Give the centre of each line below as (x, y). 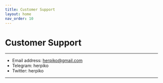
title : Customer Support (30, 9)
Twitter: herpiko (28, 71)
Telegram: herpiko (30, 66)
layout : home (18, 14)
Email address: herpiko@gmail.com (47, 61)
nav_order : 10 (19, 18)
